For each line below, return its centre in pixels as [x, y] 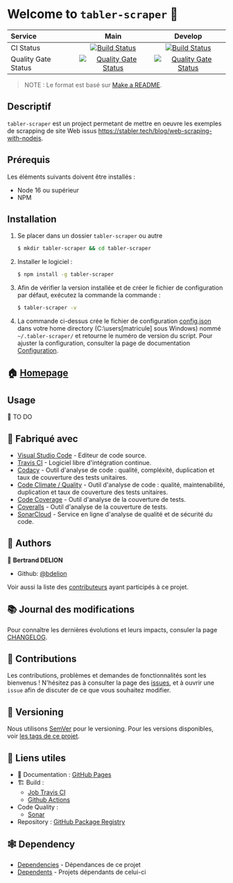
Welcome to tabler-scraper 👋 [93, 14]
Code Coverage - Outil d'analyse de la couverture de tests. [101, 500]
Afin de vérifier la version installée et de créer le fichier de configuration [120, 288]
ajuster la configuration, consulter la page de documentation [104, 343]
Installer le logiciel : [45, 262]
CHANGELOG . [27, 637]
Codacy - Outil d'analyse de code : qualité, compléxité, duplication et [116, 470]
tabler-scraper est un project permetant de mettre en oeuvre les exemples [114, 123]
